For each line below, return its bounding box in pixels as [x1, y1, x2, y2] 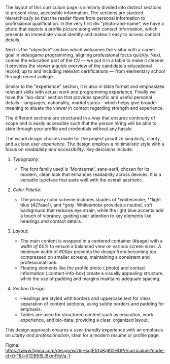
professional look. [20, 259, 58, 265]
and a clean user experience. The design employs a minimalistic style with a [5, 141, 164, 147]
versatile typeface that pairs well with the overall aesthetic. [20, 177, 144, 183]
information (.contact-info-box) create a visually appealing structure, [20, 270, 164, 276]
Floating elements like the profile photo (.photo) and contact [20, 265, 146, 271]
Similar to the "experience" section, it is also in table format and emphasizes [5, 83, 165, 89]
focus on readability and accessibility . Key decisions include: [5, 146, 133, 152]
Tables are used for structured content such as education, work [20, 312, 154, 317]
